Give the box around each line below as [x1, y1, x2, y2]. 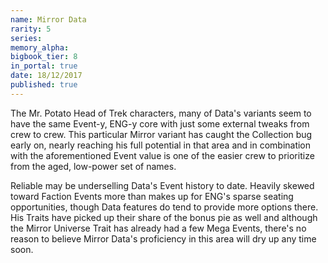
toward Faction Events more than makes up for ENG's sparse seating [10, 190, 294, 202]
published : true [10, 80, 78, 90]
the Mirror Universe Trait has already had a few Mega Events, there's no [10, 222, 307, 234]
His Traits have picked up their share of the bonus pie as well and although [10, 211, 318, 223]
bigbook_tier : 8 [10, 52, 78, 62]
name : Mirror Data [10, 14, 87, 25]
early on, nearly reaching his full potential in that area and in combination [10, 139, 312, 151]
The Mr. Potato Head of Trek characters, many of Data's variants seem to [10, 107, 312, 119]
